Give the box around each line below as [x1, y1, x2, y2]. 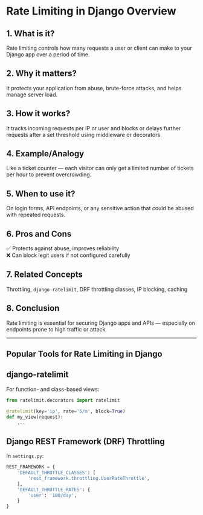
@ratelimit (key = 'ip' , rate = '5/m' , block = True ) [6, 408, 126, 414]
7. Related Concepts [6, 270, 83, 280]
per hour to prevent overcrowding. [6, 171, 92, 178]
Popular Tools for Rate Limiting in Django [6, 349, 163, 359]
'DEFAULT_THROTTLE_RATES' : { [17, 487, 91, 493]
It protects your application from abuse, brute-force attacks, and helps [6, 84, 182, 91]
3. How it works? [6, 108, 71, 119]
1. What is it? [6, 28, 55, 39]
